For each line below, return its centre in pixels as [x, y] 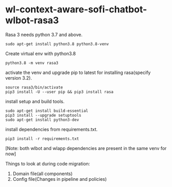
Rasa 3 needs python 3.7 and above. [44, 34]
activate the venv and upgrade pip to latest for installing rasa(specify [78, 72]
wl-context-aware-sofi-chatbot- [76, 10]
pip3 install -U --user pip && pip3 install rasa [60, 92]
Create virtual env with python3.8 [41, 53]
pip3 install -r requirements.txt [42, 139]
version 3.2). [19, 78]
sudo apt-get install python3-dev [42, 120]
